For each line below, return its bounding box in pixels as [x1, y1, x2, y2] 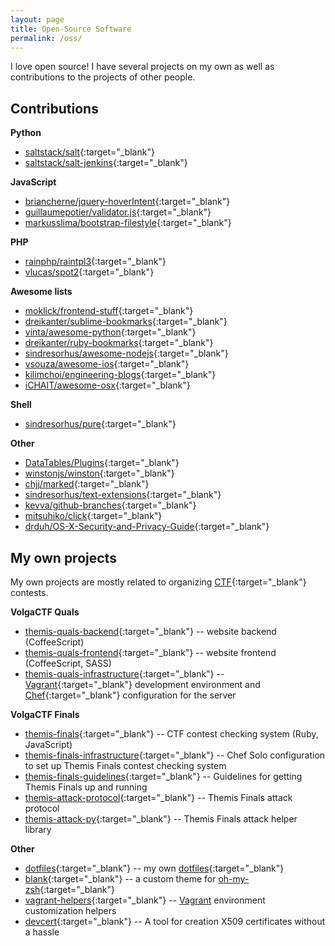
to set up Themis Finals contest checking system [24, 760, 227, 771]
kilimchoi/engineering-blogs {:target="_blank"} [24, 369, 217, 381]
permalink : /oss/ [10, 33, 83, 43]
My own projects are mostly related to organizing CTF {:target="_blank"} [10, 576, 307, 588]
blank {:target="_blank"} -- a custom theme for [24, 873, 217, 885]
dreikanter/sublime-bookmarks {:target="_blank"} [24, 316, 228, 328]
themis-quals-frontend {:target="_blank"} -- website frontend [24, 647, 277, 658]
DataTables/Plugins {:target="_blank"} [24, 457, 180, 469]
